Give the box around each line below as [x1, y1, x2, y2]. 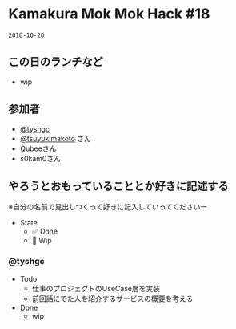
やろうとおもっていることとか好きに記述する [8, 179, 229, 193]
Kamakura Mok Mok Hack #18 [8, 5, 210, 23]
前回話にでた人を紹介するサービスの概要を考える [31, 294, 194, 303]
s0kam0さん [19, 153, 62, 163]
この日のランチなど [8, 55, 103, 69]
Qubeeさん [19, 144, 57, 153]
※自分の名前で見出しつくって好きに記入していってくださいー [8, 202, 208, 212]
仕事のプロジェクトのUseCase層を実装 [31, 283, 161, 293]
